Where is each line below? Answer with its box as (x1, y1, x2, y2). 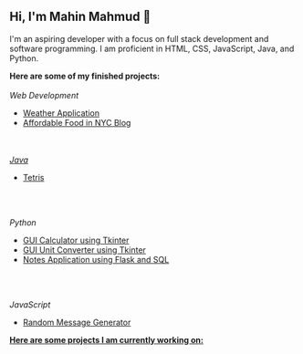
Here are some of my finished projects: (9, 70, 161, 81)
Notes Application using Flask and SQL (22, 254, 170, 265)
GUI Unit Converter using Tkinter (22, 244, 146, 255)
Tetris (22, 172, 45, 182)
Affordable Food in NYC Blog (22, 117, 131, 128)
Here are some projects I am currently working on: (9, 334, 204, 345)
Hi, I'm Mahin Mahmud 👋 (9, 9, 151, 25)
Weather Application (22, 107, 100, 119)
